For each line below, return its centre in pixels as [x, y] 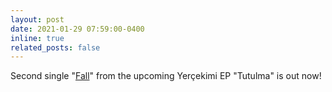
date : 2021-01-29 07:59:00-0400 [77, 29]
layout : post [37, 19]
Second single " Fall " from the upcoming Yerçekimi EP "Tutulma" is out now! [166, 76]
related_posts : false [55, 47]
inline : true [37, 38]
